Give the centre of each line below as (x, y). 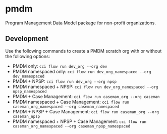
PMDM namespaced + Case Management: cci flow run (71, 102)
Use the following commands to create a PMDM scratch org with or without (83, 51)
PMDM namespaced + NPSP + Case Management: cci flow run (79, 121)
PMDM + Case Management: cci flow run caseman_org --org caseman (86, 96)
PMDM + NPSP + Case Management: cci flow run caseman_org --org (86, 111)
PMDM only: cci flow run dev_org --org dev (60, 66)
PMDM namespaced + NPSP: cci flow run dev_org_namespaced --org (85, 86)
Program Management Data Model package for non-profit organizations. (81, 23)
